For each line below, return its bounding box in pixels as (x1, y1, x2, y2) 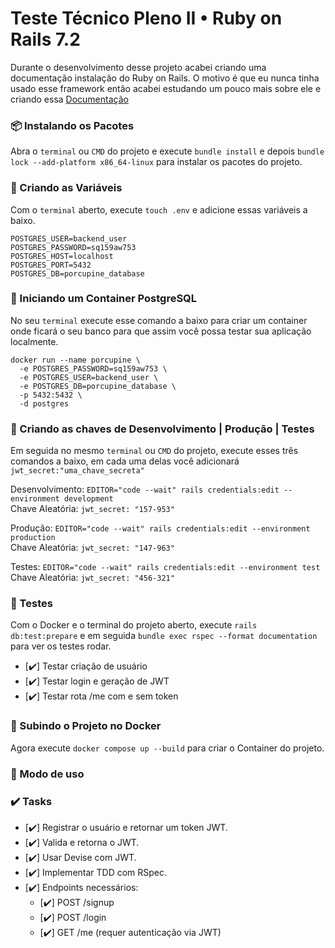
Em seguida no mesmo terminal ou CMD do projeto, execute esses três (10, 445, 299, 457)
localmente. (10, 335, 59, 347)
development (63, 494, 114, 504)
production (10, 533, 56, 543)
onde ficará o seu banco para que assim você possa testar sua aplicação (10, 325, 312, 337)
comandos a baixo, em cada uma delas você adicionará (10, 455, 240, 467)
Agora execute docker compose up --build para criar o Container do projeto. (10, 742, 325, 754)
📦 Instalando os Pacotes (10, 118, 135, 132)
